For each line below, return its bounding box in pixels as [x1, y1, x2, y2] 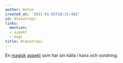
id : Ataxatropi [5, 16, 36, 21]
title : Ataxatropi [5, 39, 43, 44]
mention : [9, 25, 27, 30]
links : [5, 21, 19, 26]
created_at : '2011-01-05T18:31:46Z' [5, 12, 80, 17]
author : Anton [5, 7, 34, 12]
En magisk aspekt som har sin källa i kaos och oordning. [5, 52, 119, 58]
